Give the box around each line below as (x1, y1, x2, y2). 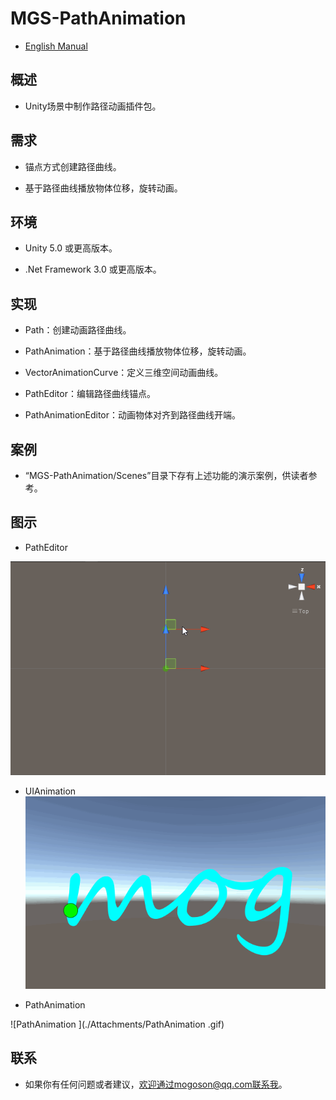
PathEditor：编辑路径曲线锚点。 (24, 388, 156, 400)
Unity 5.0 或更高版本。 (24, 242, 118, 254)
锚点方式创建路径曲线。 (24, 160, 122, 172)
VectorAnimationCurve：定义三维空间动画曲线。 (24, 367, 224, 379)
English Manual (24, 40, 88, 52)
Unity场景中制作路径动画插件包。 (24, 100, 162, 112)
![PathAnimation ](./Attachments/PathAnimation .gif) (10, 1018, 225, 1031)
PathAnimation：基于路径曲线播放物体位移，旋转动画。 (24, 345, 252, 357)
